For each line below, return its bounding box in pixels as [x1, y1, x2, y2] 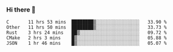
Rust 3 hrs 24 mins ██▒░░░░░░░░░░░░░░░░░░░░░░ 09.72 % [6, 30, 167, 36]
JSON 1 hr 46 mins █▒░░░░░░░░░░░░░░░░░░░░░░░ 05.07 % [6, 41, 167, 47]
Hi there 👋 [6, 5, 36, 14]
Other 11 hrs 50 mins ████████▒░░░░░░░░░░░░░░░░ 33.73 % [6, 24, 167, 31]
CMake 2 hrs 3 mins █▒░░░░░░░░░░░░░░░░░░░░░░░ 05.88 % [6, 35, 167, 41]
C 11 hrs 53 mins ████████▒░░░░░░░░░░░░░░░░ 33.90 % [6, 19, 167, 25]
